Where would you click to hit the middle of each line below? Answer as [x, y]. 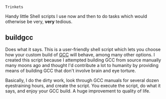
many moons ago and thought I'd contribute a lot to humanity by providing [82, 65]
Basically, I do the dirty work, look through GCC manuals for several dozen [82, 80]
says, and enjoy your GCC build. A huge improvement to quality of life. [78, 91]
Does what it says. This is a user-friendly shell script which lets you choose [83, 49]
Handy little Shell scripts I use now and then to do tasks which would [76, 16]
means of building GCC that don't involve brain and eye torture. [71, 70]
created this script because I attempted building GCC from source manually [83, 60]
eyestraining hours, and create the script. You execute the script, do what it [83, 85]
